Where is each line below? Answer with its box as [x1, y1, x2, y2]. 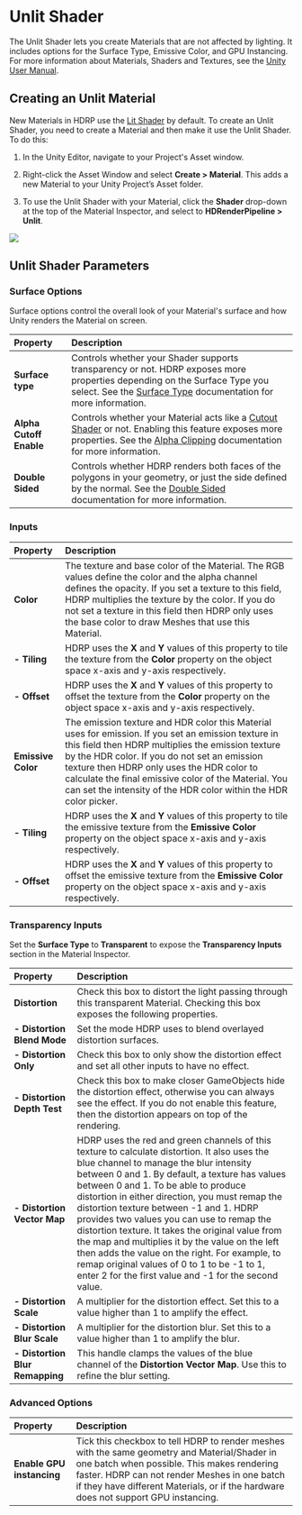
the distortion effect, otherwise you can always [76, 1086, 275, 1099]
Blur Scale [13, 1332, 58, 1345]
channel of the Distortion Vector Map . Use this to [76, 1358, 288, 1371]
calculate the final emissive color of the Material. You [65, 772, 289, 785]
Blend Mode [13, 1034, 67, 1046]
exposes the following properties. [76, 1008, 218, 1020]
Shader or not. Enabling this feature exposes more [71, 423, 283, 435]
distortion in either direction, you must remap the [76, 1191, 283, 1203]
